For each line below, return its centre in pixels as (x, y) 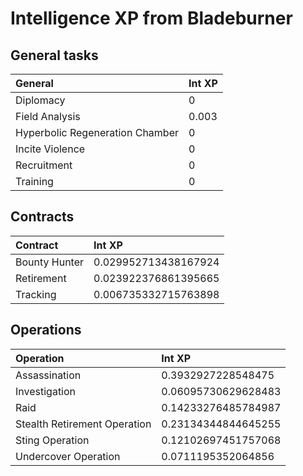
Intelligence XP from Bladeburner (151, 18)
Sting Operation (52, 440)
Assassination (48, 375)
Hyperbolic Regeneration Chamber (97, 132)
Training (34, 181)
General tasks (54, 55)
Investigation (46, 391)
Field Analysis (48, 116)
